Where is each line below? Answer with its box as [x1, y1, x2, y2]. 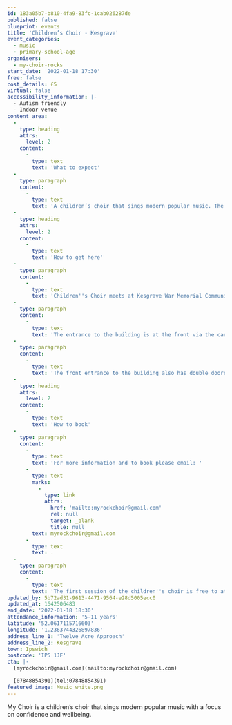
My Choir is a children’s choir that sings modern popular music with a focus [7, 702, 222, 711]
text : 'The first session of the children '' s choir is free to [32, 588, 217, 594]
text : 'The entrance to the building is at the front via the [32, 331, 215, 338]
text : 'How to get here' [32, 254, 104, 261]
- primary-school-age [13, 49, 76, 56]
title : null [50, 523, 85, 530]
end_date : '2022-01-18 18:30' [7, 607, 95, 615]
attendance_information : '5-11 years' [7, 614, 119, 621]
